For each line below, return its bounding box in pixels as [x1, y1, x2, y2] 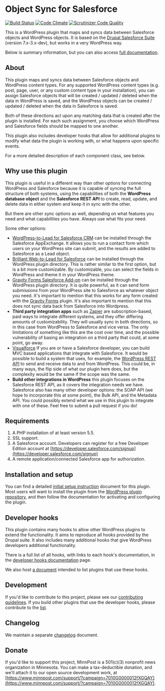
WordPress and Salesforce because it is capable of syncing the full [5, 185, 141, 191]
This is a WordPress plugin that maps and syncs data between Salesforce [5, 29, 154, 35]
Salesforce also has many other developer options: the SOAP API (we [12, 387, 153, 393]
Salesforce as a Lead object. [12, 251, 70, 256]
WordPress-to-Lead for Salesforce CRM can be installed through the [12, 235, 152, 241]
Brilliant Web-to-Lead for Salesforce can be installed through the [12, 255, 144, 262]
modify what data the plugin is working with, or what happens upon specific [5, 138, 159, 144]
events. [5, 143, 20, 149]
